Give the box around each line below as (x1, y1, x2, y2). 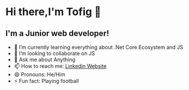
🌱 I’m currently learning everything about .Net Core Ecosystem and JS (13, 44, 184, 51)
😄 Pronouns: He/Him (13, 71, 66, 78)
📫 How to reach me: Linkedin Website (13, 63, 106, 69)
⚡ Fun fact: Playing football (13, 78, 80, 84)
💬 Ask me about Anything (13, 56, 75, 63)
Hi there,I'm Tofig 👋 (5, 5, 102, 19)
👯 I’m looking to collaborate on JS (13, 50, 95, 57)
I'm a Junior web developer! (5, 28, 109, 38)
